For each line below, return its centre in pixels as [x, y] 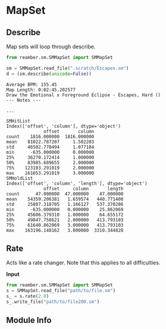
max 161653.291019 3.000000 [50, 173]
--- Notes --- [24, 100]
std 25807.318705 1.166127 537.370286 [65, 204]
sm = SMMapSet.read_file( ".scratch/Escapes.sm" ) [68, 68]
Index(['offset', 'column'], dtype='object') [63, 126]
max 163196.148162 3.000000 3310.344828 [65, 230]
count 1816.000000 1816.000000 [50, 137]
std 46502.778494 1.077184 [50, 147]
